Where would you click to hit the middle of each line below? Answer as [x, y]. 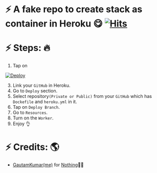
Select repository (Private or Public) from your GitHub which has [82, 96]
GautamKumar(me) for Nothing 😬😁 [48, 165]
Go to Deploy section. [35, 91]
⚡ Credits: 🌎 [32, 147]
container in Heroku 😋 [54, 24]
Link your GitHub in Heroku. [41, 85]
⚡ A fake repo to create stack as [74, 9]
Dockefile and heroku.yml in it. [45, 102]
